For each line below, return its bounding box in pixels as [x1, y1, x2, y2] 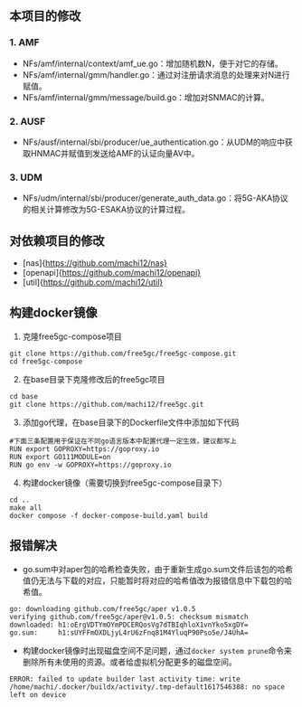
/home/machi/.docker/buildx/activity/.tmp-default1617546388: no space [9, 682, 285, 692]
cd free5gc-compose [9, 356, 83, 366]
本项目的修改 [9, 8, 81, 24]
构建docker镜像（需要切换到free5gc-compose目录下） [22, 477, 228, 488]
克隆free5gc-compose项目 [22, 331, 122, 342]
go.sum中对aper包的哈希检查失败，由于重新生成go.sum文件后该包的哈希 [22, 563, 294, 574]
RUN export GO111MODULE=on [9, 452, 111, 461]
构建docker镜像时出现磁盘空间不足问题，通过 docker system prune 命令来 [22, 645, 292, 655]
